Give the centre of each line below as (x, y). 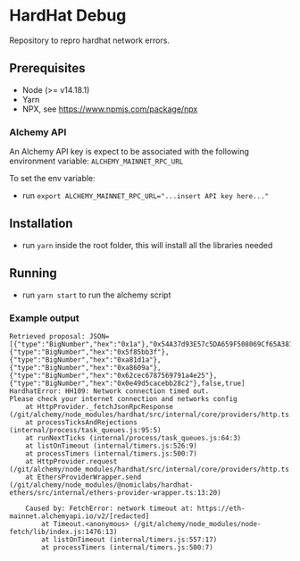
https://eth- (221, 508)
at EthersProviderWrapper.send (83, 477)
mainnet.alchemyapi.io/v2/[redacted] (79, 516)
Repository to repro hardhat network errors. (89, 40)
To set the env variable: (52, 179)
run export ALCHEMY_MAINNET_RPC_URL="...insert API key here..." (146, 196)
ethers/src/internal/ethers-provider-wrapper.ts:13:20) (115, 492)
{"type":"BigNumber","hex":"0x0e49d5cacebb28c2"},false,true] (127, 383)
